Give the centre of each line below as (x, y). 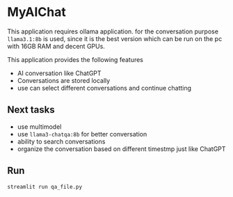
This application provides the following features (75, 59)
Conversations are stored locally (64, 80)
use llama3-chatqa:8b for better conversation (82, 134)
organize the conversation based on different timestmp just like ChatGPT (121, 149)
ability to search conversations (61, 141)
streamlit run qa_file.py (45, 187)
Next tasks (31, 110)
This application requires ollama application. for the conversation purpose (113, 31)
